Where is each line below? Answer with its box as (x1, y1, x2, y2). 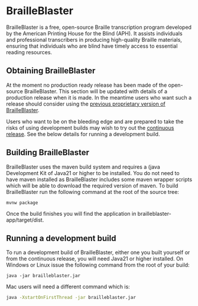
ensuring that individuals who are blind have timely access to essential (6, 42, 178, 50)
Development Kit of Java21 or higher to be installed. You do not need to (6, 169, 180, 176)
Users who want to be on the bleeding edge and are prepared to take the (6, 118, 184, 125)
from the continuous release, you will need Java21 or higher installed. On (6, 255, 184, 262)
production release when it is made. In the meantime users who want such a (6, 94, 192, 101)
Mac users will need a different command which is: (6, 283, 130, 290)
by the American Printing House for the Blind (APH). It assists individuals (6, 29, 183, 37)
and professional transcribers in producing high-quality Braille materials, (6, 36, 182, 43)
